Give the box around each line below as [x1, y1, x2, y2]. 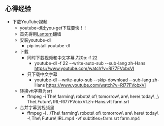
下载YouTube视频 [12, 19, 48, 25]
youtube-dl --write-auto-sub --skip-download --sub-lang [34, 77, 151, 83]
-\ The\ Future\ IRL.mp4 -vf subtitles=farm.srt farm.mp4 [27, 115, 140, 121]
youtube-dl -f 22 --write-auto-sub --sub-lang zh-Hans [34, 60, 146, 66]
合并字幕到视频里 [19, 104, 55, 110]
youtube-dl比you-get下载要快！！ [19, 25, 89, 31]
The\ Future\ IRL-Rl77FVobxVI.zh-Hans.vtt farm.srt [27, 98, 130, 104]
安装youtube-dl [19, 37, 51, 43]
